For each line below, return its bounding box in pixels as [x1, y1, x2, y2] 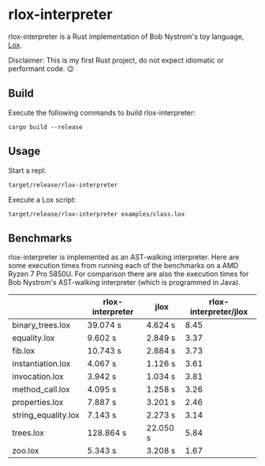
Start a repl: [8, 165, 47, 175]
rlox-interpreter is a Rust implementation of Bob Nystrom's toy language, [8, 32, 244, 41]
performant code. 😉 [8, 63, 75, 73]
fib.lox [12, 346, 35, 357]
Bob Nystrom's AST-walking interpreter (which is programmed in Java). [8, 278, 241, 287]
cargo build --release [8, 123, 83, 131]
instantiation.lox [12, 358, 71, 369]
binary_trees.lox [12, 320, 71, 331]
